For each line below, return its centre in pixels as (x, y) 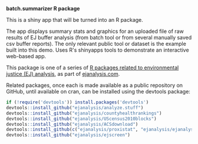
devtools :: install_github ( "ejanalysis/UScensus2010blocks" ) (82, 119)
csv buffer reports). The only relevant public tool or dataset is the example (96, 44)
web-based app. (26, 56)
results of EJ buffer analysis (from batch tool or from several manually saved (99, 37)
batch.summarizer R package (43, 9)
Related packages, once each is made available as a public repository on (95, 85)
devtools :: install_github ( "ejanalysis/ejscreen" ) (68, 135)
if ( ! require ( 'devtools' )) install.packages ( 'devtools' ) (77, 102)
